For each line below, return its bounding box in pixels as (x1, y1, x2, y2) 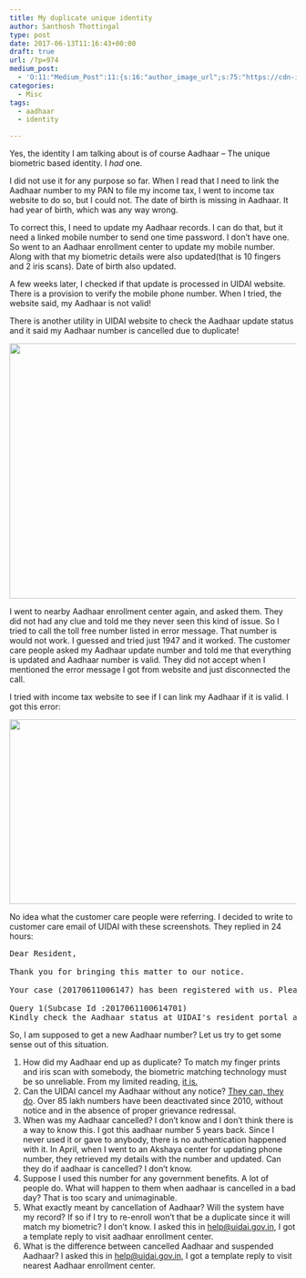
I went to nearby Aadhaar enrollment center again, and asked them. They (9, 606, 284, 617)
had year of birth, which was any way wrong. (9, 204, 178, 215)
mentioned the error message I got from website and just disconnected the (9, 665, 291, 675)
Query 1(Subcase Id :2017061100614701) (9, 1004, 188, 1014)
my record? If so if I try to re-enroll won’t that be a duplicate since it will (22, 1211, 291, 1222)
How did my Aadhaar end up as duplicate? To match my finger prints (22, 1056, 280, 1067)
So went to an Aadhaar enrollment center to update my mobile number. (9, 242, 276, 253)
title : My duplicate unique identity (9, 13, 153, 23)
